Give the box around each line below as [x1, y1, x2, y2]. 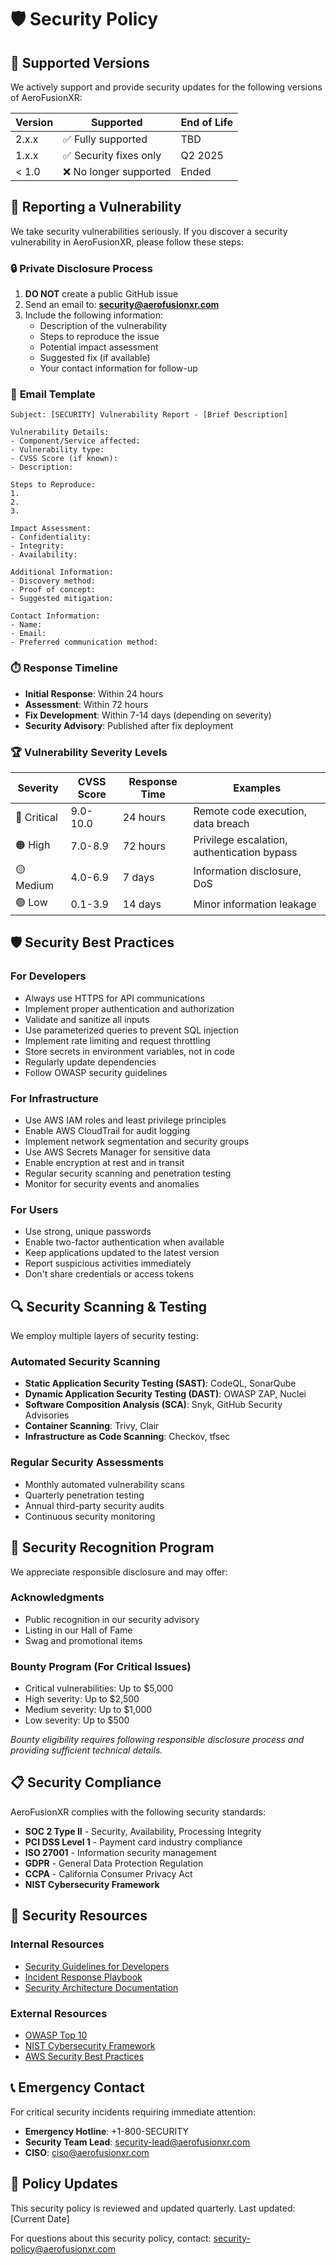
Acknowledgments [10, 1591, 105, 1605]
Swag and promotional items [24, 1634, 143, 1646]
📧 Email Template [10, 387, 96, 401]
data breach [193, 817, 250, 830]
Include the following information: [24, 309, 163, 321]
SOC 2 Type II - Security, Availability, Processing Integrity [24, 1825, 262, 1837]
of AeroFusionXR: [10, 92, 83, 103]
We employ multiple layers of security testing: [10, 1330, 199, 1342]
